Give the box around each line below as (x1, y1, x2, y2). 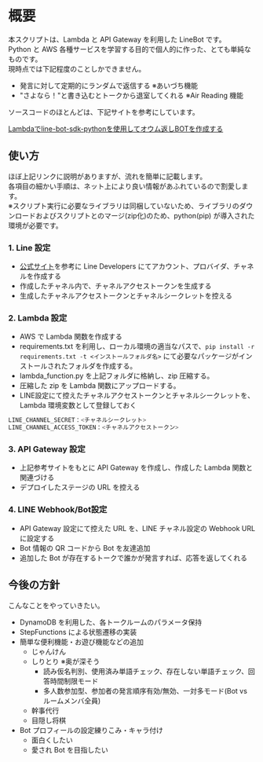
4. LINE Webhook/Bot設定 (8, 504, 108, 515)
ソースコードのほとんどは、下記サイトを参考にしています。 (8, 107, 200, 116)
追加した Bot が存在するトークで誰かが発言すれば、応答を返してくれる (19, 553, 247, 562)
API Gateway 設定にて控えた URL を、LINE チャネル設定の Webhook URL (19, 523, 256, 533)
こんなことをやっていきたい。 (8, 600, 104, 610)
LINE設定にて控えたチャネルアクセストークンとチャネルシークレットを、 (19, 390, 255, 401)
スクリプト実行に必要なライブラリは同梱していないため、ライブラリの (12, 201, 239, 211)
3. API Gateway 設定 (8, 444, 86, 455)
